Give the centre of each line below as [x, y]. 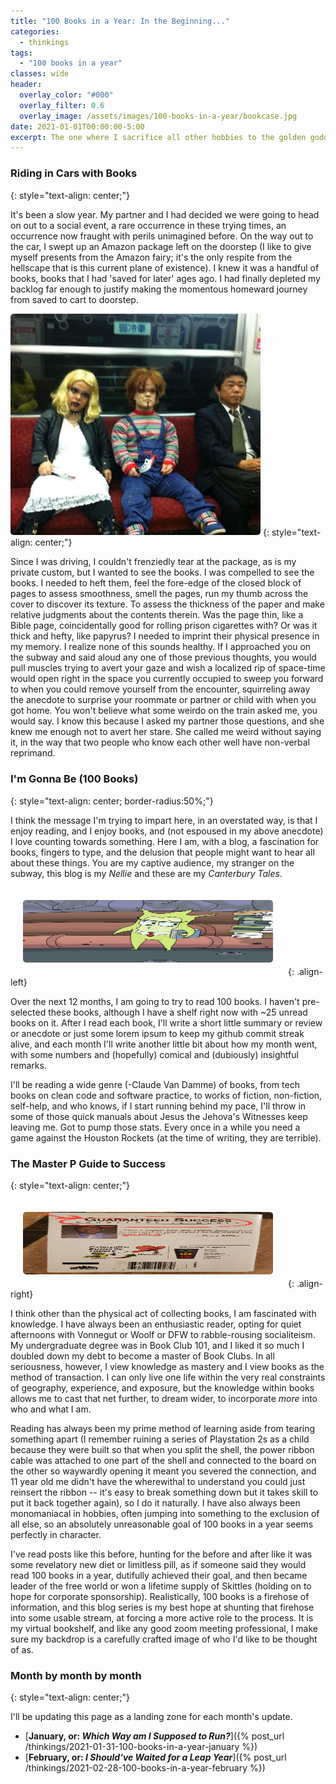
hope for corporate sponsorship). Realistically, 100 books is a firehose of [160, 1596]
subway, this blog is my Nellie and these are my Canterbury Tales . [146, 873]
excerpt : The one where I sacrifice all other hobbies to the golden [158, 137]
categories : [35, 31]
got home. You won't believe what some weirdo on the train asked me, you [164, 711]
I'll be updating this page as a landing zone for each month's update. [151, 1717]
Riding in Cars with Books [74, 173]
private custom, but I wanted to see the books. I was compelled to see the [162, 572]
